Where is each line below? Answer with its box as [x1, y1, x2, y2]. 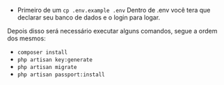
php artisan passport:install [17, 71, 106, 78]
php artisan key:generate [17, 56, 93, 63]
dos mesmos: [7, 34, 47, 42]
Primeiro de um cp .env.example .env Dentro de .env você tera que [17, 6, 211, 14]
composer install [17, 49, 68, 56]
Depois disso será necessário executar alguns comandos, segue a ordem [7, 27, 218, 35]
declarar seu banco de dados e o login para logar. [17, 13, 161, 22]
